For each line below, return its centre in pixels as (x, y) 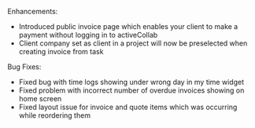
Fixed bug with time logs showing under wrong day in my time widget (131, 82)
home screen (40, 99)
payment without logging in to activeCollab (88, 35)
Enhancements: (33, 11)
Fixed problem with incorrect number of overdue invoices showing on (131, 90)
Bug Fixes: (24, 67)
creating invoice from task (61, 51)
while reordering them (55, 115)
